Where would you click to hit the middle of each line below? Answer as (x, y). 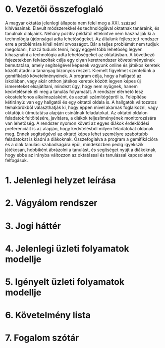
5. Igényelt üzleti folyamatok (65, 282)
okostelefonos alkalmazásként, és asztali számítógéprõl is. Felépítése (76, 97)
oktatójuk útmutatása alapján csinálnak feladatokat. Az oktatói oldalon (76, 112)
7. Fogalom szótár (42, 338)
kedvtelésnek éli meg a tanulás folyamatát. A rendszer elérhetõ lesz (74, 91)
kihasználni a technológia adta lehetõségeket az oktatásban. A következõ (80, 54)
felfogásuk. (17, 160)
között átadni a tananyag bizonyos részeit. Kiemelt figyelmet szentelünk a (80, 70)
